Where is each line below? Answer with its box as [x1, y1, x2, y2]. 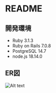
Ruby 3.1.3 [12, 38, 34, 43]
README [5, 3, 43, 14]
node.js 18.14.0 [12, 53, 43, 59]
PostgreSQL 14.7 [12, 48, 47, 54]
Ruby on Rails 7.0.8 [12, 43, 51, 49]
